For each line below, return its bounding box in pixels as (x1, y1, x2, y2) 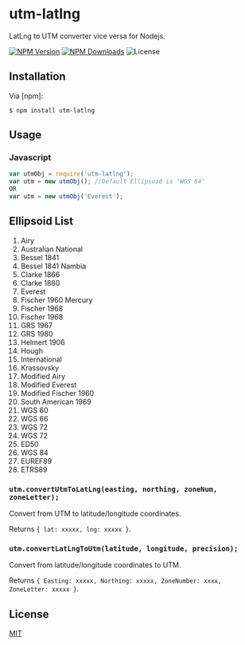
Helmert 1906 (20, 337, 66, 347)
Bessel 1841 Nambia (20, 261, 87, 271)
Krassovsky (20, 362, 60, 372)
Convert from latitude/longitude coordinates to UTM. (9, 560, 181, 570)
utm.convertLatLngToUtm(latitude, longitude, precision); (9, 544, 239, 553)
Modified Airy (20, 371, 66, 381)
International (20, 354, 62, 364)
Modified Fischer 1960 (20, 388, 95, 398)
